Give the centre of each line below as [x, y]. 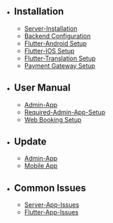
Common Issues [50, 188]
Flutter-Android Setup [55, 43]
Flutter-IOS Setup [49, 50]
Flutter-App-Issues [51, 212]
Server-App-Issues [52, 205]
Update [30, 142]
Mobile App [41, 166]
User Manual [42, 88]
